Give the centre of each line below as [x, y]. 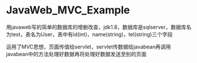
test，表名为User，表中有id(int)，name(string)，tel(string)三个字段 [92, 34]
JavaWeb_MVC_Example [68, 10]
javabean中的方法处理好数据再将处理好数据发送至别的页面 [76, 54]
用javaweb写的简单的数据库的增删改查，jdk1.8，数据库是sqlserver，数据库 [96, 27]
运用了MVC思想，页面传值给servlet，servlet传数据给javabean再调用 [89, 47]
